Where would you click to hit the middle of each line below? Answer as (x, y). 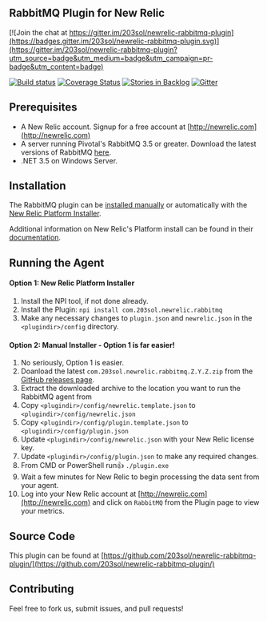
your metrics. (42, 511)
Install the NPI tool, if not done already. (84, 301)
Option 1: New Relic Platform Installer (72, 283)
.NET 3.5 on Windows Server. (69, 160)
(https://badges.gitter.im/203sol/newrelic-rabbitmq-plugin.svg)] (114, 41)
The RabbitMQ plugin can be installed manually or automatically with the (128, 205)
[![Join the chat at (38, 32)
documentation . (35, 238)
